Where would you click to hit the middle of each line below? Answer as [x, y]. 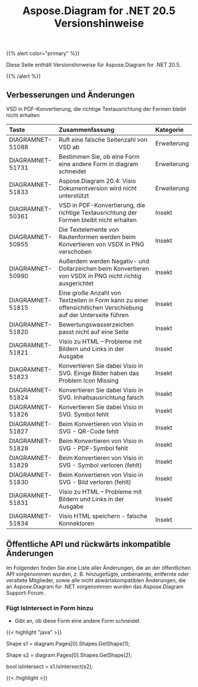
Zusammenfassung [87, 130]
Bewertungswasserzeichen [96, 324]
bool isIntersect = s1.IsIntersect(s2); [49, 666]
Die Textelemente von [89, 229]
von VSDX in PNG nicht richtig [100, 276]
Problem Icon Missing [89, 380]
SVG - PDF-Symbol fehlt [93, 448]
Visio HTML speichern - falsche [103, 516]
